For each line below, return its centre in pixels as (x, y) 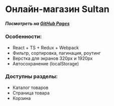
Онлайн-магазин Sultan (57, 9)
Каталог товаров (30, 87)
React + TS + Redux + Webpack (46, 47)
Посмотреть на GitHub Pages (37, 23)
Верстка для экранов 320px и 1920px (52, 58)
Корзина (22, 98)
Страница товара (31, 93)
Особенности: (24, 37)
